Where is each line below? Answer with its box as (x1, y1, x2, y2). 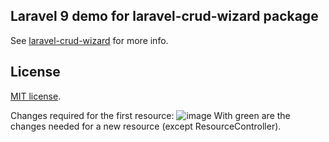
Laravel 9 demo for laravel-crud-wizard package (10, 8, 319, 25)
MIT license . (10, 90, 62, 102)
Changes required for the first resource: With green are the (10, 109, 291, 121)
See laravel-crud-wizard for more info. (10, 34, 169, 46)
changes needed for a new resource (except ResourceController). (10, 120, 282, 132)
